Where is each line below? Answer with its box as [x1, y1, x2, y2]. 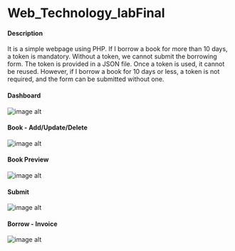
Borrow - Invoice [7, 219, 58, 228]
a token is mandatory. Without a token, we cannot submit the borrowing [7, 52, 217, 61]
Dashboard [7, 91, 41, 100]
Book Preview [7, 155, 49, 164]
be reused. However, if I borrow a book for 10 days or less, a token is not [7, 68, 220, 76]
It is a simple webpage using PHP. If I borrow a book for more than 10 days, [7, 45, 228, 53]
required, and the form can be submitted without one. [7, 75, 164, 83]
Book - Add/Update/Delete [7, 123, 88, 132]
